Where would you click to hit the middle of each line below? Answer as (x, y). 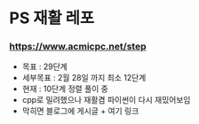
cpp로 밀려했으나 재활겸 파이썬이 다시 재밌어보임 (106, 100)
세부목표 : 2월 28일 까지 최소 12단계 (84, 78)
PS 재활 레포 (52, 18)
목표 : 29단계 (45, 66)
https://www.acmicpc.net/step (78, 47)
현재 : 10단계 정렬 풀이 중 (65, 89)
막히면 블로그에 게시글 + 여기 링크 (80, 111)
